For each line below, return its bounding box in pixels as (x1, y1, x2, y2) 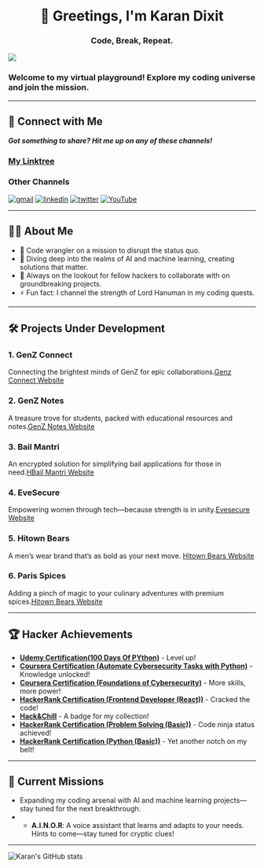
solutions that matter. (19, 262, 89, 271)
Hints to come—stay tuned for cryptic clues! (31, 829, 174, 839)
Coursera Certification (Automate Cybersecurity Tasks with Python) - (19, 661, 253, 670)
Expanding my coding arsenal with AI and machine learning (19, 796, 212, 805)
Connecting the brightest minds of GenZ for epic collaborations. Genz (8, 368, 232, 377)
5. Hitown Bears (8, 533, 70, 544)
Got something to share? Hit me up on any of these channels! (8, 135, 213, 145)
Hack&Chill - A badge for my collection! (19, 711, 149, 721)
